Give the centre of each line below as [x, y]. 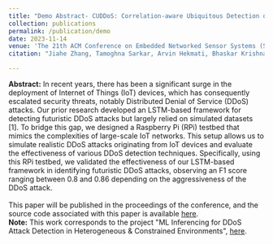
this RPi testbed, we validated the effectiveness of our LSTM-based [121, 162]
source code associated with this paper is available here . [104, 213]
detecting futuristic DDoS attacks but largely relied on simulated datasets [131, 118]
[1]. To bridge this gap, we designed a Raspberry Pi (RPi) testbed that [124, 127]
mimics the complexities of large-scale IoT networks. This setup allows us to [136, 136]
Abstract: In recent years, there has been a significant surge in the [120, 84]
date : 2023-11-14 [38, 39]
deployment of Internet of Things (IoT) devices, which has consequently [129, 93]
